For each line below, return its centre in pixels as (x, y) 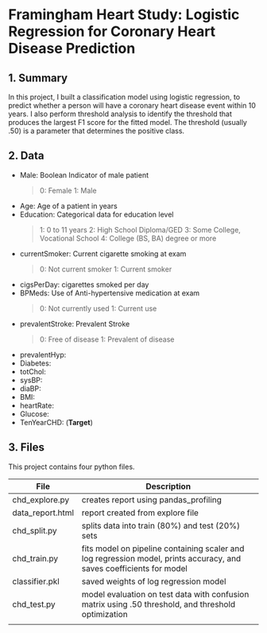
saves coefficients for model (135, 569)
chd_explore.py (41, 499)
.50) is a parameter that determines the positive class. (97, 131)
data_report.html (43, 513)
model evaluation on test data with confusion (165, 594)
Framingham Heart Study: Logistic (124, 15)
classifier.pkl (36, 581)
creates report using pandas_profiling (152, 499)
